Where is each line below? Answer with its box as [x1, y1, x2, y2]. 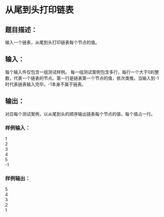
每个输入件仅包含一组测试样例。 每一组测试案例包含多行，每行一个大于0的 [5, 69, 155, 75]
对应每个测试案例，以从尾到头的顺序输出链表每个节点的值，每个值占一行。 [5, 111, 155, 117]
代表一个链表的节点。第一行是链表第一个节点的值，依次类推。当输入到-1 [13, 75, 159, 81]
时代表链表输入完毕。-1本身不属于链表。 [5, 81, 87, 87]
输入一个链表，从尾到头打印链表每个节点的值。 [5, 40, 99, 45]
